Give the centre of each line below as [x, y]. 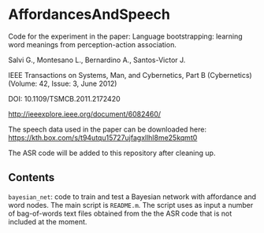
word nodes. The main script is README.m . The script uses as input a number [131, 205]
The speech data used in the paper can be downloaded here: [108, 129]
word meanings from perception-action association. [93, 44]
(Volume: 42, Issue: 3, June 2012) [63, 83]
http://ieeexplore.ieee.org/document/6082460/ [85, 114]
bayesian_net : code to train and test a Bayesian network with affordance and [132, 196]
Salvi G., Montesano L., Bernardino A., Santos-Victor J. [97, 60]
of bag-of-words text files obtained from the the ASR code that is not [120, 213]
